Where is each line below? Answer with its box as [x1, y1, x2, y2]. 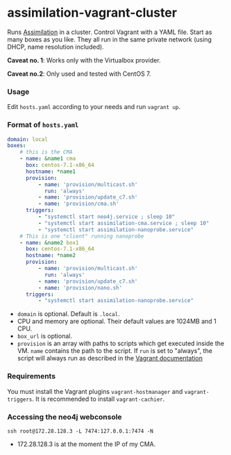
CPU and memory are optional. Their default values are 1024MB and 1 [17, 317, 216, 326]
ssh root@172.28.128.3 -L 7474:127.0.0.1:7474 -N [7, 427, 154, 435]
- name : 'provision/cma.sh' [37, 200, 119, 208]
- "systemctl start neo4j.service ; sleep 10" [37, 213, 176, 220]
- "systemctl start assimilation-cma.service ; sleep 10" [37, 220, 209, 226]
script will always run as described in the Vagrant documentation [17, 354, 203, 363]
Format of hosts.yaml [7, 120, 79, 130]
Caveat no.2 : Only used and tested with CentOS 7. [7, 69, 151, 78]
